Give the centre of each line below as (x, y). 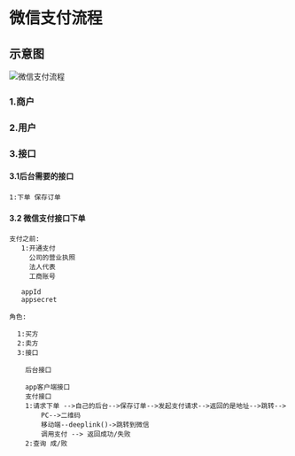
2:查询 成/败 (47, 444)
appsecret (39, 300)
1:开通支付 (38, 249)
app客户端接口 (48, 387)
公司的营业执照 (52, 258)
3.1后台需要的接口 (42, 176)
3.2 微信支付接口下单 (47, 218)
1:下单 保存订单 (35, 197)
